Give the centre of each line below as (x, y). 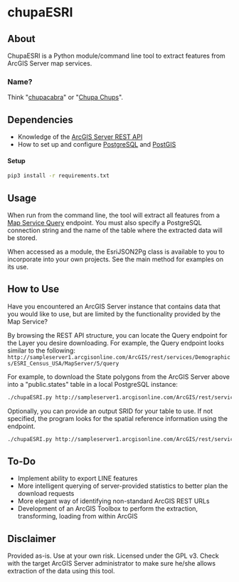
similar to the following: (42, 350)
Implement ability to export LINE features (78, 479)
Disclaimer (32, 539)
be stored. (22, 238)
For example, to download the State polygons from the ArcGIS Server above (118, 376)
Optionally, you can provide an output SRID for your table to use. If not (110, 411)
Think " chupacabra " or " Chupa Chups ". (65, 98)
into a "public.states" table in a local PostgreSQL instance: (92, 384)
